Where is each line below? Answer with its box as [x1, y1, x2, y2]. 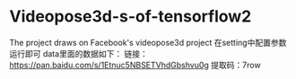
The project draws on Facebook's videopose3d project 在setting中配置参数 [9, 37, 287, 48]
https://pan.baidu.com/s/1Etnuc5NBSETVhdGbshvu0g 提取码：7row [9, 59, 262, 70]
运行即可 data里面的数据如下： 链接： [9, 48, 148, 59]
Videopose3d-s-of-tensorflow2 [9, 6, 252, 27]
